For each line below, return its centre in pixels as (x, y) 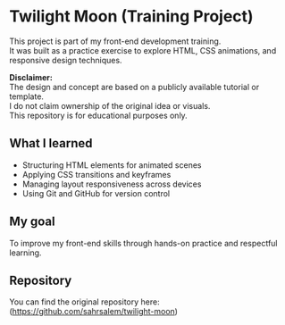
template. (27, 96)
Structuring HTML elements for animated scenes (112, 165)
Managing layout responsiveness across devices (112, 184)
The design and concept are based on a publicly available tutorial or (134, 87)
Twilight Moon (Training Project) (131, 17)
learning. (25, 253)
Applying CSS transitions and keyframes (96, 174)
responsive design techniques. (66, 60)
